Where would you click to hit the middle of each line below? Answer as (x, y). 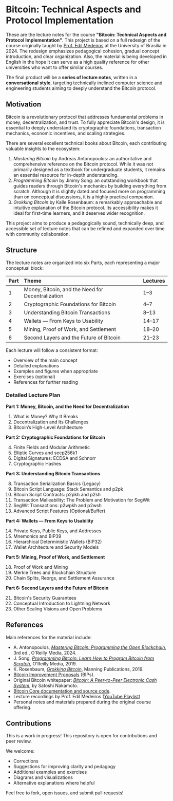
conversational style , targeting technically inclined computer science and (84, 83)
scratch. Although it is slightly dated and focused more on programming (89, 191)
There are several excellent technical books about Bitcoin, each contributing (86, 143)
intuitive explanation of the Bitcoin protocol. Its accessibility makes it (85, 208)
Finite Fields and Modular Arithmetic (52, 447)
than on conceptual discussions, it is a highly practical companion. (84, 197)
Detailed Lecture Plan (33, 395)
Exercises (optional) (34, 377)
